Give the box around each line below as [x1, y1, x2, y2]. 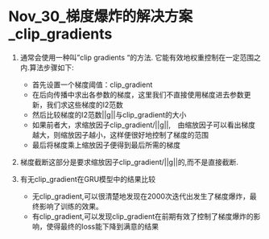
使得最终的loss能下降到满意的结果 [46, 221, 159, 231]
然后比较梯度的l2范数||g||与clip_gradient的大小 [31, 109, 187, 119]
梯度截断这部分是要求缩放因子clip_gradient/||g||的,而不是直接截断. [19, 157, 239, 167]
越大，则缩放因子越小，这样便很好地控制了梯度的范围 [31, 130, 209, 139]
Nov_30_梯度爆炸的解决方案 [8, 7, 193, 26]
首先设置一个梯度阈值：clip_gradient [31, 80, 153, 89]
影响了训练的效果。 [39, 201, 103, 211]
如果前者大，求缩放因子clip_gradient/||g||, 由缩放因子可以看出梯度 [31, 120, 256, 130]
